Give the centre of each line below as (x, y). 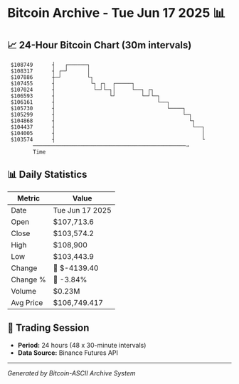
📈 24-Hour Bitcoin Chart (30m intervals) (100, 45)
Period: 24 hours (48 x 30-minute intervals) (82, 345)
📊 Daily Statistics (47, 175)
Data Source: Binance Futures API (68, 353)
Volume (24, 291)
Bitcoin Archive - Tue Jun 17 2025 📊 (117, 13)
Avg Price (27, 302)
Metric (29, 198)
